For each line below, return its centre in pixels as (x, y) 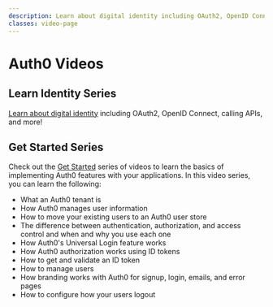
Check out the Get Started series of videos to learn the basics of (116, 166)
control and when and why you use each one (95, 234)
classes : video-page (43, 24)
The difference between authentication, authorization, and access (130, 226)
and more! (26, 122)
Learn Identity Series (63, 94)
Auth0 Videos (56, 64)
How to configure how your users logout (88, 295)
